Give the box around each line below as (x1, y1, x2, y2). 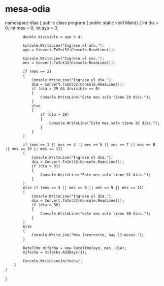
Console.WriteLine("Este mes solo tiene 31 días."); (40, 172, 151, 177)
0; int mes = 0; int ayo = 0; (5, 25, 59, 31)
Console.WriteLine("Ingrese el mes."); (23, 56, 105, 61)
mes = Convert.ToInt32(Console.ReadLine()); (23, 60, 116, 65)
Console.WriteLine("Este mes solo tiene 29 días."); (40, 95, 151, 99)
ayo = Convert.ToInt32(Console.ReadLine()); (23, 47, 116, 52)
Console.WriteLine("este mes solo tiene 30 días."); (40, 211, 151, 216)
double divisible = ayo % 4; (23, 34, 83, 39)
